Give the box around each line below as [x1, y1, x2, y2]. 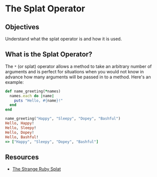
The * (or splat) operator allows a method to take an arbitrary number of [5, 63, 152, 69]
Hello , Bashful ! [5, 134, 39, 139]
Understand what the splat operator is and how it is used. [5, 36, 122, 42]
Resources [5, 153, 39, 161]
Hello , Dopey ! [5, 130, 35, 135]
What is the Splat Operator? [5, 50, 93, 59]
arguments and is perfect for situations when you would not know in [5, 68, 144, 74]
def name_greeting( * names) [5, 89, 61, 94]
